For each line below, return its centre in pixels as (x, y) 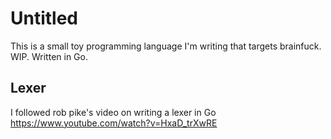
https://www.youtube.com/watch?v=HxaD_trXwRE (114, 123)
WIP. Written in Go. (49, 56)
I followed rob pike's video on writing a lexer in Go (113, 112)
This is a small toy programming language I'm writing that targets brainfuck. (166, 46)
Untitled (44, 18)
